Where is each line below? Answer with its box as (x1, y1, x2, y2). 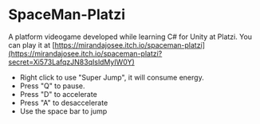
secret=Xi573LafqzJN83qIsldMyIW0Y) (8, 57, 136, 67)
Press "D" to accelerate (19, 89, 97, 99)
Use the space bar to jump (19, 106, 108, 116)
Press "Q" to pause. (19, 81, 85, 91)
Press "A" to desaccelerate (19, 98, 108, 107)
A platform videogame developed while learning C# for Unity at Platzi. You (8, 32, 253, 41)
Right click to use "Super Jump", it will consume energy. (19, 72, 205, 82)
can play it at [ (8, 40, 56, 49)
